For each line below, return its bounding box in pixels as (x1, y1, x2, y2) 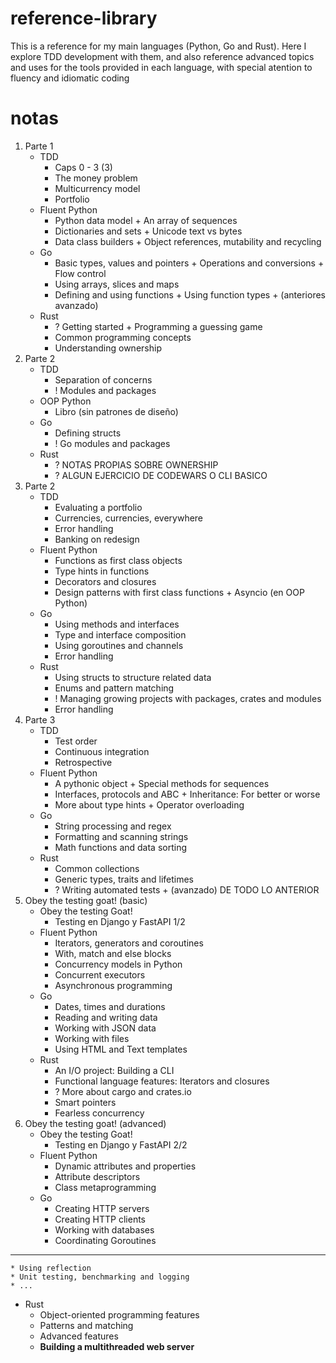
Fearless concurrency (54, 1107, 145, 1119)
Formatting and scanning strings (54, 830, 189, 842)
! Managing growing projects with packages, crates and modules (54, 692, 322, 704)
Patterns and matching (39, 1319, 134, 1331)
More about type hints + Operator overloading (54, 798, 245, 811)
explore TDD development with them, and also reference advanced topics (10, 50, 315, 62)
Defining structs (54, 427, 122, 439)
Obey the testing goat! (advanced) (24, 1117, 167, 1129)
